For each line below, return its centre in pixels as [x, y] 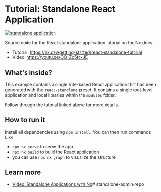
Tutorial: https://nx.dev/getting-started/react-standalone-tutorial [77, 52]
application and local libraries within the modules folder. [61, 95]
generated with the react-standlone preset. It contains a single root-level [79, 90]
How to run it [25, 120]
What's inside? [29, 73]
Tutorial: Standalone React [60, 9]
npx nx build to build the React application [55, 152]
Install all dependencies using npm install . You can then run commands [78, 132]
